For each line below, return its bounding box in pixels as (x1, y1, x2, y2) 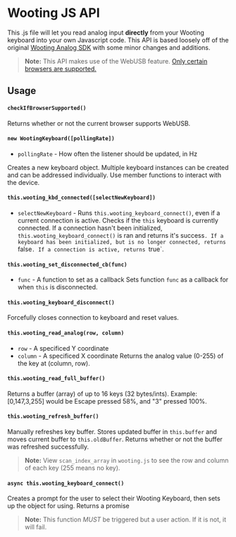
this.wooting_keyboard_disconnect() (7, 298, 115, 306)
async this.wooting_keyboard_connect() (7, 480, 125, 487)
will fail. (24, 523, 47, 531)
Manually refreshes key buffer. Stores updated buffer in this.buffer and (7, 427, 217, 435)
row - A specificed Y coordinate (17, 344, 109, 352)
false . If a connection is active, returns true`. (17, 245, 164, 253)
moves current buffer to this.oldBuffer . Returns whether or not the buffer (7, 435, 223, 443)
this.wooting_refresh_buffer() (7, 413, 99, 421)
